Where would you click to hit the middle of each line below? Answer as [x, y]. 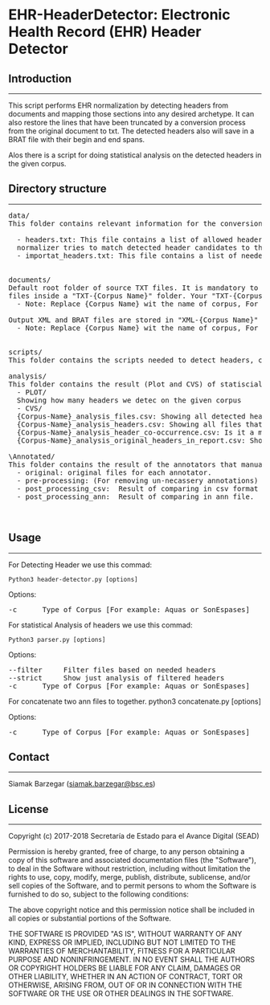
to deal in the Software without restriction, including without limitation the [129, 868]
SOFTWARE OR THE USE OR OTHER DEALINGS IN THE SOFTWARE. [121, 994]
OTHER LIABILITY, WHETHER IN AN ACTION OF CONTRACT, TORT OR [125, 977]
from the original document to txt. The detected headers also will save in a [131, 131]
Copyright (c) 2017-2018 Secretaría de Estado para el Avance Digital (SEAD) [134, 836]
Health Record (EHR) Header [105, 32]
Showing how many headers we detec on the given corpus [129, 400]
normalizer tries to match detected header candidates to [133, 247]
